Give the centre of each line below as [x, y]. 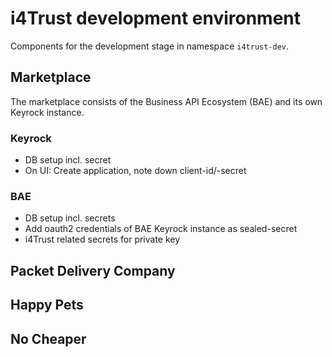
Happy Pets [47, 305]
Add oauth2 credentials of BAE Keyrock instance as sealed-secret [161, 229]
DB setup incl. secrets [70, 218]
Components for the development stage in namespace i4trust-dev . [150, 46]
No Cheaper [48, 338]
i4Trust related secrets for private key [102, 239]
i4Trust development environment [156, 18]
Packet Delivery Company [93, 270]
